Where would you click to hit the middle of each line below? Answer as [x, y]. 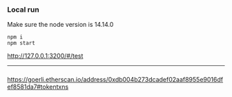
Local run [23, 10]
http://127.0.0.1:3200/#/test [45, 56]
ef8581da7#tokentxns [38, 87]
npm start [21, 43]
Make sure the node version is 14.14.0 [60, 25]
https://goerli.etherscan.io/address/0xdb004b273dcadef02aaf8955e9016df [115, 80]
